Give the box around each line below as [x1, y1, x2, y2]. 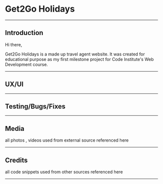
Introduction [5, 29, 44, 37]
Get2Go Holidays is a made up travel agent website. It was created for [5, 51, 145, 57]
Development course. [5, 61, 48, 67]
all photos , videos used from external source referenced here [5, 137, 129, 143]
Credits [5, 156, 28, 164]
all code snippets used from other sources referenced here [5, 169, 123, 175]
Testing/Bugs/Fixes [5, 102, 65, 110]
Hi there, [5, 41, 22, 47]
